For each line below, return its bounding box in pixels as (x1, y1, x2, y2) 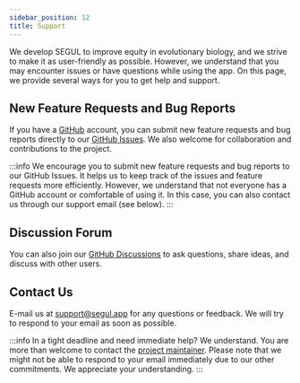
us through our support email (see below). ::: (9, 199, 174, 210)
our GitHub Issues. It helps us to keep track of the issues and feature (9, 170, 262, 181)
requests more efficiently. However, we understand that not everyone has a (9, 180, 287, 191)
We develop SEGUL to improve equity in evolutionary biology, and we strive (9, 46, 288, 57)
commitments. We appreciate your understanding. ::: (9, 363, 203, 374)
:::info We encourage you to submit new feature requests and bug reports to (9, 161, 290, 171)
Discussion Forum (9, 225, 113, 240)
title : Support (9, 22, 66, 30)
